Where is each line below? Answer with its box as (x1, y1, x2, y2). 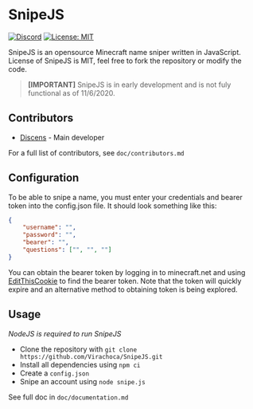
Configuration (8, 171, 80, 185)
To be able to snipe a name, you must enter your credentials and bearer (8, 192, 243, 202)
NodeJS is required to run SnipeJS (8, 328, 122, 338)
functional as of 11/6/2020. (27, 88, 115, 97)
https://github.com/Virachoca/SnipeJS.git (19, 352, 163, 360)
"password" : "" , (22, 231, 77, 239)
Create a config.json (19, 368, 90, 378)
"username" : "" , (22, 223, 77, 232)
